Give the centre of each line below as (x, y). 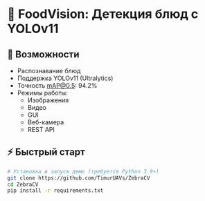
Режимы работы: (42, 93)
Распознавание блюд (49, 71)
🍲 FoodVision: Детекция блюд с (103, 14)
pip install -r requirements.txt (55, 191)
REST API (41, 130)
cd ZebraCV (23, 184)
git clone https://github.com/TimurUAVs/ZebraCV (79, 178)
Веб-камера (46, 122)
